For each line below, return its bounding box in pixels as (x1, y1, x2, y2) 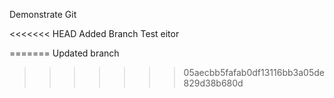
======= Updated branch (9, 47, 120, 59)
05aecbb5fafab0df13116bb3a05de (183, 67, 325, 78)
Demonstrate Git (9, 9, 77, 20)
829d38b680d (183, 77, 244, 89)
